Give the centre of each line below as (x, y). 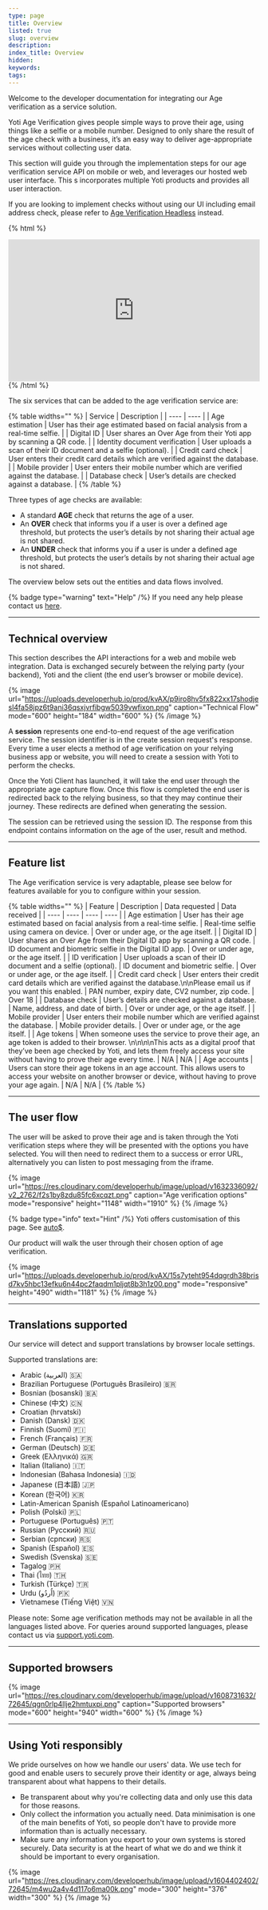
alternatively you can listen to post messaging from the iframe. (111, 1162)
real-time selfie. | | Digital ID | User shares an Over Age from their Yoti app (130, 434)
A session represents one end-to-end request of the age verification (121, 731)
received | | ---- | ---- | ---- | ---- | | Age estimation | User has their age (126, 915)
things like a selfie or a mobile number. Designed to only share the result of (131, 130)
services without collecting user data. (70, 147)
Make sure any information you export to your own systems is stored (132, 1840)
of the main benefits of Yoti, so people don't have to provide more (128, 1822)
